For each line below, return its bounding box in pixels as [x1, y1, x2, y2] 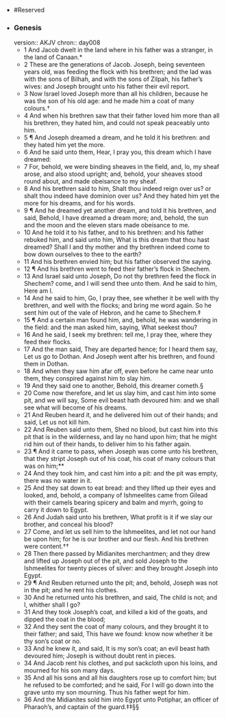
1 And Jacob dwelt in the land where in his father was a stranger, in [23, 46, 214, 54]
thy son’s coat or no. [23, 637, 81, 645]
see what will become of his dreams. [23, 403, 128, 412]
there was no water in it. [23, 477, 92, 485]
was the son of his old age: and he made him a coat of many [23, 97, 194, 105]
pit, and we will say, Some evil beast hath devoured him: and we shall [23, 396, 219, 405]
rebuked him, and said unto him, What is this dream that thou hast [23, 236, 210, 244]
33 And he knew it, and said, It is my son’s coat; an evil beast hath [23, 644, 210, 653]
